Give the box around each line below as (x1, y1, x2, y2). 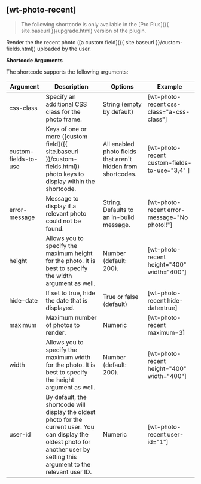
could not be (45, 217, 81, 225)
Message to (45, 194, 79, 202)
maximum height (45, 249, 93, 257)
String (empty (102, 100, 142, 108)
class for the (45, 107, 81, 116)
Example (157, 82, 182, 90)
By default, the (45, 392, 87, 401)
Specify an (45, 92, 76, 101)
